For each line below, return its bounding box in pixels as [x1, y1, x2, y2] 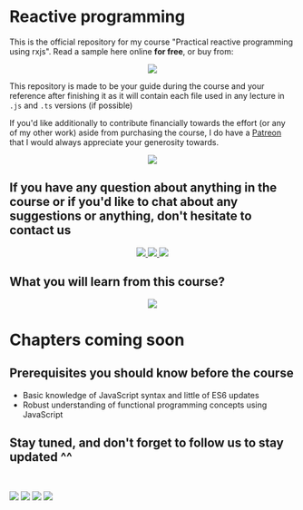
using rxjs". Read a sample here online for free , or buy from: [9, 45, 234, 56]
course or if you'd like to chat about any [9, 194, 239, 210]
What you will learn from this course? [9, 274, 225, 289]
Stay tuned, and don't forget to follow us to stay [9, 435, 284, 450]
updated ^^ [9, 449, 73, 465]
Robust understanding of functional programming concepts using [22, 399, 268, 410]
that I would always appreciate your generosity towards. [9, 136, 220, 147]
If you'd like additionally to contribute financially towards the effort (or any [9, 117, 286, 128]
